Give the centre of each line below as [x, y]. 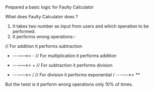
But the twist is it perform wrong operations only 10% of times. [69, 84]
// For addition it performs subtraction [44, 46]
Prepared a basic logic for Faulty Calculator [50, 7]
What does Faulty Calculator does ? [41, 16]
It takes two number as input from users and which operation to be [80, 26]
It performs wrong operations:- [44, 37]
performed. [24, 31]
